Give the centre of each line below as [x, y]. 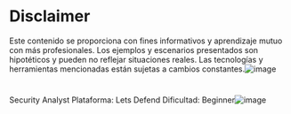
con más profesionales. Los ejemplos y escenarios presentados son [134, 49]
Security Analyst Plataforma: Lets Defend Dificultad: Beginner [122, 100]
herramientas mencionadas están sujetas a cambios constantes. [127, 69]
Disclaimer [50, 16]
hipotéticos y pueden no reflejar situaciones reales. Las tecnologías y [137, 59]
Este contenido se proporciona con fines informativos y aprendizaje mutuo [146, 41]
